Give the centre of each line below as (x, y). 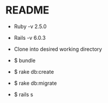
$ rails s (23, 94)
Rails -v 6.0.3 (30, 37)
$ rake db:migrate (35, 83)
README (27, 10)
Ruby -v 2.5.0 (30, 26)
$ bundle (25, 60)
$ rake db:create (34, 71)
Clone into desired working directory (58, 49)
